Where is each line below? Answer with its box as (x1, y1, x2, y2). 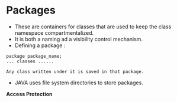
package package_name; (6, 53, 62, 59)
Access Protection (6, 90, 53, 97)
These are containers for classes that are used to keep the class (14, 23, 172, 30)
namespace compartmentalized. (14, 29, 94, 36)
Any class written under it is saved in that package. (6, 68, 144, 74)
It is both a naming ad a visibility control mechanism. (14, 35, 143, 42)
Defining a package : (14, 42, 66, 49)
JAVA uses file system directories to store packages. (14, 79, 143, 86)
